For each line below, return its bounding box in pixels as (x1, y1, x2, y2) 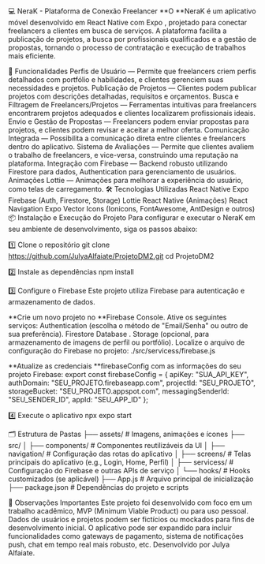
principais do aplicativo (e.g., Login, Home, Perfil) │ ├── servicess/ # (8, 458, 234, 467)
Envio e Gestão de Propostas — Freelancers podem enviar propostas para (8, 117, 250, 126)
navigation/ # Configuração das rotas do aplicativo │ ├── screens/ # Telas (8, 449, 252, 458)
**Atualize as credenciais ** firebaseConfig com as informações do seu (8, 361, 242, 371)
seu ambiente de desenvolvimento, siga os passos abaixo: (8, 224, 198, 233)
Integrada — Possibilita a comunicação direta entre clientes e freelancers (8, 133, 246, 143)
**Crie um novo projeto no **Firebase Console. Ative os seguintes (8, 312, 227, 322)
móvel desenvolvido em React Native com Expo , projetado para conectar (8, 18, 248, 27)
